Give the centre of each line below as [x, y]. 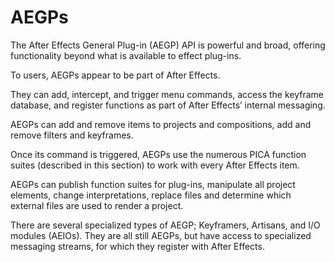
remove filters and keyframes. [72, 135]
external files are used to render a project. [97, 205]
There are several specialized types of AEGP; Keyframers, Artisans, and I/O [165, 225]
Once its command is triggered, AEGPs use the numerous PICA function [158, 154]
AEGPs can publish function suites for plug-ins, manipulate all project [153, 184]
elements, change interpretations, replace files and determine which [151, 195]
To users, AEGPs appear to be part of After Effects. [115, 75]
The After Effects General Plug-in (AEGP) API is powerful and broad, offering [168, 45]
